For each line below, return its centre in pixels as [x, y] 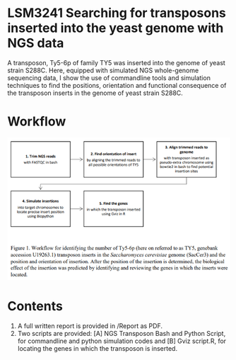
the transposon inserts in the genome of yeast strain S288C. [95, 93]
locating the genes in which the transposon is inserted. [98, 349]
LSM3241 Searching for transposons [117, 13]
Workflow [37, 122]
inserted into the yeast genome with [116, 28]
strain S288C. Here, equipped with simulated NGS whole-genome [103, 70]
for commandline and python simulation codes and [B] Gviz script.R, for [122, 341]
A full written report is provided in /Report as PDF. [90, 326]
